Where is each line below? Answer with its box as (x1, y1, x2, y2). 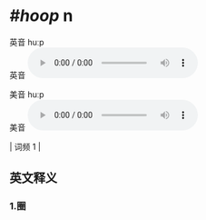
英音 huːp (9, 36, 44, 47)
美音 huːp (9, 88, 44, 100)
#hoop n (9, 5, 74, 26)
